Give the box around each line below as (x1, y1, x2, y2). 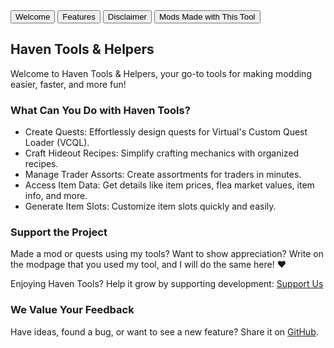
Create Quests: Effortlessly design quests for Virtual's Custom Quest (24, 126, 308, 138)
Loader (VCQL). (24, 137, 90, 149)
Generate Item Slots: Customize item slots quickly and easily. (24, 200, 277, 213)
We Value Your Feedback (10, 303, 135, 317)
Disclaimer (107, 12, 147, 22)
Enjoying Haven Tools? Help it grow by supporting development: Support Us (10, 278, 324, 290)
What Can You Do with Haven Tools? (10, 103, 191, 117)
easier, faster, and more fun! (10, 78, 127, 90)
